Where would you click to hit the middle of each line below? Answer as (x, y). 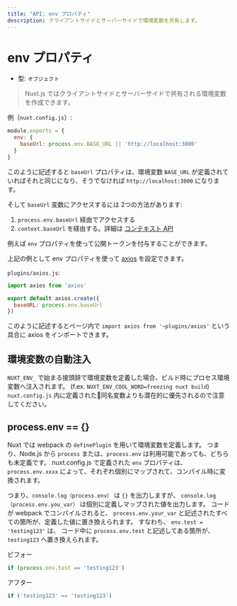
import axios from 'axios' (47, 285)
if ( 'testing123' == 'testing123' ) (60, 595)
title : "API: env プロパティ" (49, 14)
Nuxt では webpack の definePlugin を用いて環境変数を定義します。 (106, 445)
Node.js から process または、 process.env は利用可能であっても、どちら (124, 453)
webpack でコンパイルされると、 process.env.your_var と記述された (115, 513)
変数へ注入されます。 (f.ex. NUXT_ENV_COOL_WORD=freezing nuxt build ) (109, 387)
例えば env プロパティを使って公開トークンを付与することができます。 (109, 243)
